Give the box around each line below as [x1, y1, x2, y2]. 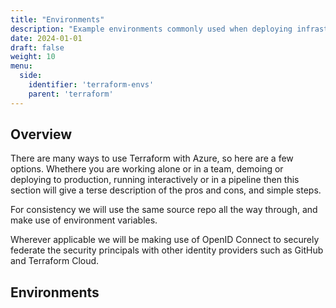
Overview [10, 126, 73, 143]
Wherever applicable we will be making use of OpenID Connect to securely [10, 234, 320, 246]
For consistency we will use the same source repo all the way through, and [10, 204, 318, 216]
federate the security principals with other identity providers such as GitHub [10, 244, 324, 256]
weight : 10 [10, 52, 56, 62]
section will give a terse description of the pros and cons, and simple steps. [10, 184, 322, 196]
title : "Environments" [10, 14, 105, 25]
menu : [10, 61, 33, 71]
